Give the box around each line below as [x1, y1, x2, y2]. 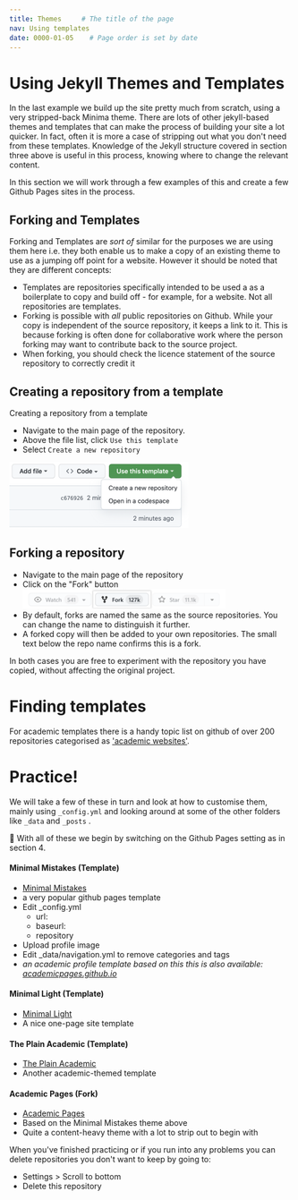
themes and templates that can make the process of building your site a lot [9, 122, 285, 132]
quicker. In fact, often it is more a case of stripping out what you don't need [9, 131, 287, 142]
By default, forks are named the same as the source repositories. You [21, 609, 278, 620]
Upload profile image [21, 940, 100, 950]
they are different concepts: [9, 265, 112, 276]
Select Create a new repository [21, 444, 140, 455]
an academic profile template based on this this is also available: [21, 958, 264, 969]
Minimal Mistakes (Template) [9, 863, 120, 873]
